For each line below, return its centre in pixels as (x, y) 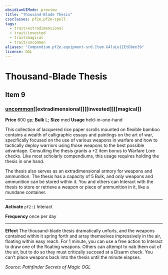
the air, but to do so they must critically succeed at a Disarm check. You (79, 252)
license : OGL (19, 51)
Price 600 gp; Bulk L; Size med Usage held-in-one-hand (64, 120)
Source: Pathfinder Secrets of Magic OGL (48, 267)
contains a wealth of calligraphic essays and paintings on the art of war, (79, 135)
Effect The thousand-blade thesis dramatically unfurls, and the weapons (80, 231)
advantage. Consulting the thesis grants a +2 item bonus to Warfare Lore (80, 151)
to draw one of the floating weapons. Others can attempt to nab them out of (83, 247)
